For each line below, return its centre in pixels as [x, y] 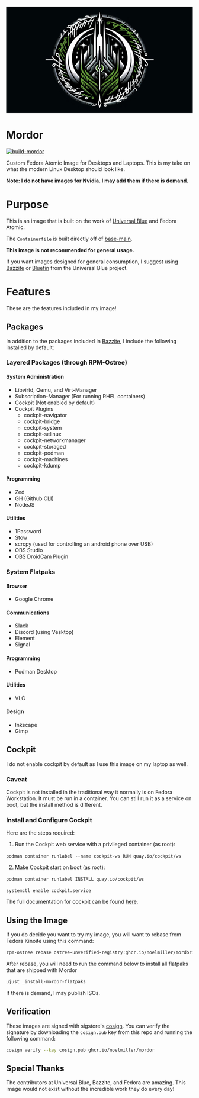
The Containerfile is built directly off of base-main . [69, 239]
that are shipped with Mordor [42, 970]
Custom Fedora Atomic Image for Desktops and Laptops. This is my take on [98, 163]
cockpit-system [43, 427]
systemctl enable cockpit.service [49, 891]
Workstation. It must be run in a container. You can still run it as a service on [99, 798]
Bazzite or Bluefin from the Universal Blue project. [67, 268]
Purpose [28, 205]
